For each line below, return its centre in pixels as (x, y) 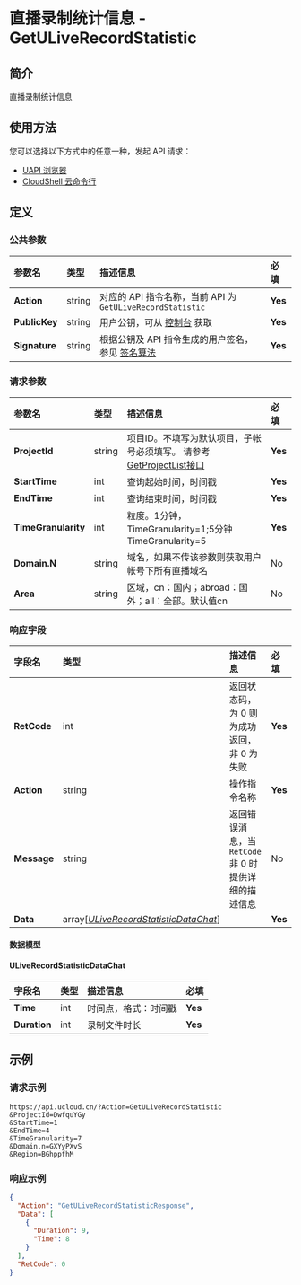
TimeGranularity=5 (167, 541)
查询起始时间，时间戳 (172, 481)
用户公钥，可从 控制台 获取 (156, 322)
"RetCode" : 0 (42, 1264)
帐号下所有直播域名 (168, 570)
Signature (35, 345)
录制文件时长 (114, 1025)
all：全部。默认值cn (186, 601)
